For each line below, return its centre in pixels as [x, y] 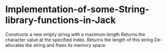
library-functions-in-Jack [61, 20]
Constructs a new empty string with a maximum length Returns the [75, 34]
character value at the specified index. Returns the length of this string [79, 40]
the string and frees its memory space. [66, 45]
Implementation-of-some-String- [77, 9]
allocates [15, 45]
